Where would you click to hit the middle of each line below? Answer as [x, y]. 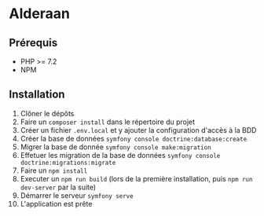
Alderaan [39, 14]
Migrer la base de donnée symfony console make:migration [115, 147]
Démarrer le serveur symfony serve [77, 195]
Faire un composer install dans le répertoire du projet [108, 122]
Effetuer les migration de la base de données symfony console [120, 155]
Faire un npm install [54, 170]
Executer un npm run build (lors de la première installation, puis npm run [136, 178]
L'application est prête [56, 203]
